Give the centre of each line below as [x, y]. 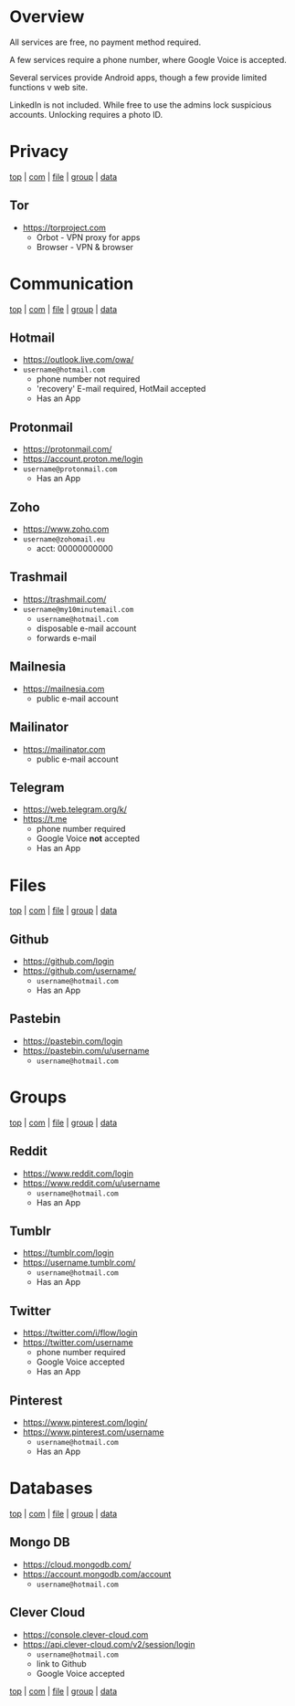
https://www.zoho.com [66, 529]
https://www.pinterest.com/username [93, 1432]
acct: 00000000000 [75, 549]
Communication [72, 284]
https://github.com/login [68, 962]
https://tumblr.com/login [68, 1253]
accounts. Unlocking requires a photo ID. [86, 114]
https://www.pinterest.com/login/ [85, 1423]
